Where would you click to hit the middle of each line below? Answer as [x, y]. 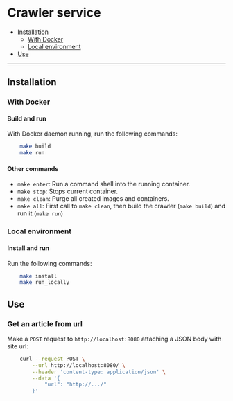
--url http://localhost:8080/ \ [79, 365]
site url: [18, 346]
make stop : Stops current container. [68, 191]
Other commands [33, 168]
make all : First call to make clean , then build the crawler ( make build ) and [121, 206]
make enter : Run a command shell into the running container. [104, 184]
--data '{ [46, 378]
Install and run [28, 248]
